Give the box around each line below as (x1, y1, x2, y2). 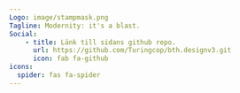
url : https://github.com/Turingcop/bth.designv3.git (32, 46, 232, 55)
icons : (9, 63, 34, 72)
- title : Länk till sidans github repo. (25, 37, 176, 47)
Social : (9, 29, 38, 38)
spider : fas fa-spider (17, 71, 101, 80)
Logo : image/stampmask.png (9, 12, 109, 22)
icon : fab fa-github (32, 54, 109, 63)
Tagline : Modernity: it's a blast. (9, 21, 141, 30)
